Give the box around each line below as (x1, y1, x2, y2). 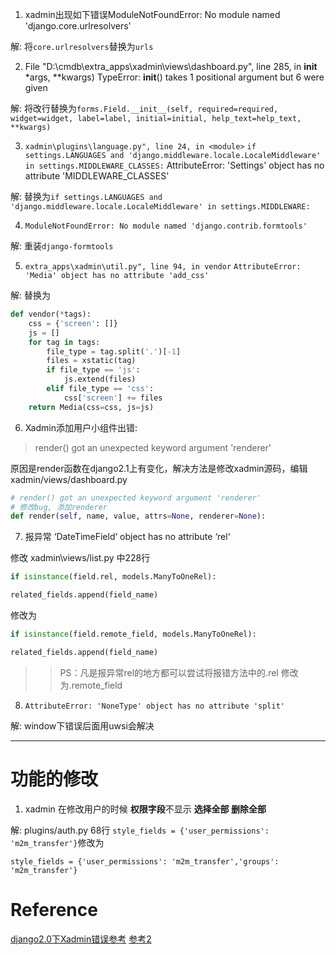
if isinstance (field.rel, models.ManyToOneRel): (10, 572, 217, 582)
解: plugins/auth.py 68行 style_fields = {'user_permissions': (10, 824, 270, 836)
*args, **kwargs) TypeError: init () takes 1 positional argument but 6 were (24, 71, 325, 83)
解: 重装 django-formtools (10, 240, 114, 252)
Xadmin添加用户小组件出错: (24, 421, 138, 433)
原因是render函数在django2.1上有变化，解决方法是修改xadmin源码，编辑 (10, 462, 308, 474)
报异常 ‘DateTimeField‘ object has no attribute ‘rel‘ (24, 531, 231, 543)
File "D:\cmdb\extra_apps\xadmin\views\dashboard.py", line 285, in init (24, 61, 318, 72)
